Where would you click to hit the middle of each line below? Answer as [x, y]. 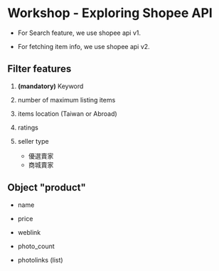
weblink [29, 232]
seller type [33, 141]
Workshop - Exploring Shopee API [110, 13]
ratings [28, 127]
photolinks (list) [40, 260]
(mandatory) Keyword [50, 86]
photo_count [36, 246]
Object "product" [47, 187]
